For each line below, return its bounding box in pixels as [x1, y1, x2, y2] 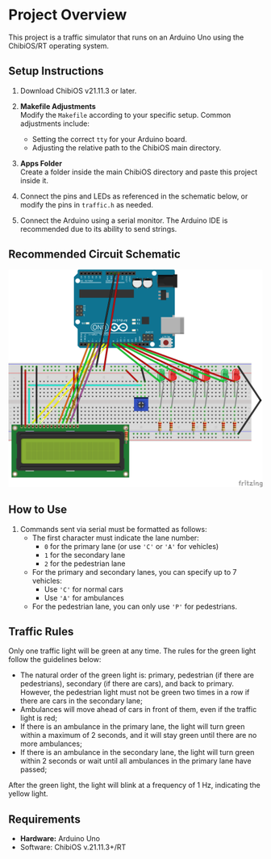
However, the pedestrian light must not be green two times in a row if [19, 688, 250, 698]
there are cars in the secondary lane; [19, 696, 143, 706]
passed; [19, 765, 48, 774]
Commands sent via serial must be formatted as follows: [19, 524, 207, 534]
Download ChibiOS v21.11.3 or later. [19, 86, 137, 95]
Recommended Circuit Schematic [8, 248, 181, 262]
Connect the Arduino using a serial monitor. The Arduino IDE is [19, 216, 228, 225]
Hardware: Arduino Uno [19, 834, 101, 844]
